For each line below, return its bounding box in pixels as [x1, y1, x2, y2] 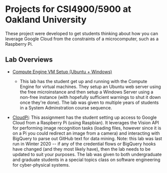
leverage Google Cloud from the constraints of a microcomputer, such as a [5, 36, 159, 42]
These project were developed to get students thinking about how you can [5, 30, 159, 36]
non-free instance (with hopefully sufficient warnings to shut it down [19, 94, 161, 100]
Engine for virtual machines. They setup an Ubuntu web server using [19, 84, 161, 89]
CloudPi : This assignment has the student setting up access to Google [12, 114, 157, 120]
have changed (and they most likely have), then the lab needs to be [12, 146, 151, 152]
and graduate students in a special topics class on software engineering [12, 157, 161, 163]
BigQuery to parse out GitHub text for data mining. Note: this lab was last [12, 135, 163, 141]
